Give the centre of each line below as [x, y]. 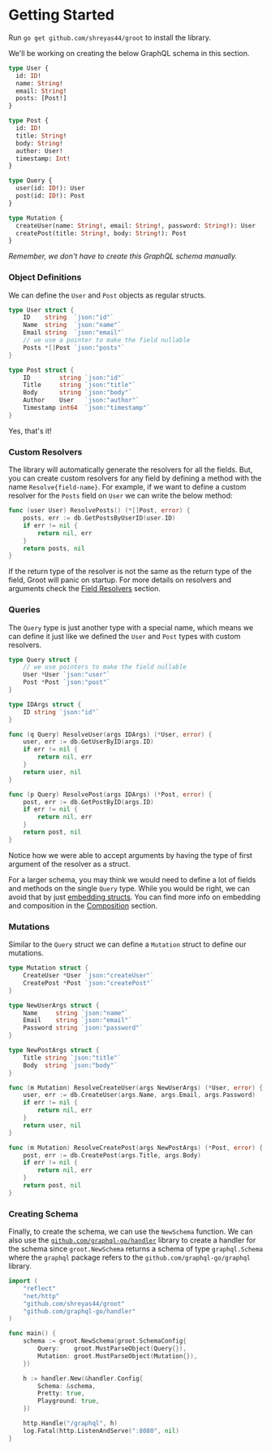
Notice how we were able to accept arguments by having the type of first [131, 855]
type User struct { [41, 310]
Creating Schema [43, 1213]
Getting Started [62, 15]
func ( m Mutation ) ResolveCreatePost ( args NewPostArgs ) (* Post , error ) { [136, 1147]
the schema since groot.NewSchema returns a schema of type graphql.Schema [136, 1249]
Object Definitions [45, 277]
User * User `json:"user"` [67, 675]
